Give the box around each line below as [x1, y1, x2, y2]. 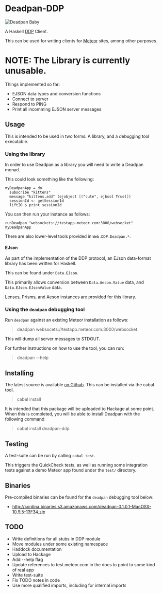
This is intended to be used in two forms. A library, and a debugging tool [5, 133, 149, 139]
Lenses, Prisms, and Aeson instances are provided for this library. [5, 294, 137, 300]
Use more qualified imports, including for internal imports [12, 582, 127, 588]
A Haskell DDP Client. [5, 28, 48, 34]
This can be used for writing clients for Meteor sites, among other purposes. [5, 37, 158, 44]
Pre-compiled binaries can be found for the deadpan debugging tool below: [5, 494, 154, 500]
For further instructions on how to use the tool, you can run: [5, 345, 125, 351]
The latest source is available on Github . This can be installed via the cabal [5, 382, 154, 388]
